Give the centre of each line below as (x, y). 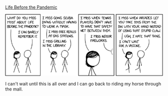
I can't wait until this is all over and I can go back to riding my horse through (83, 83)
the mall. (14, 89)
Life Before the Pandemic (31, 7)
